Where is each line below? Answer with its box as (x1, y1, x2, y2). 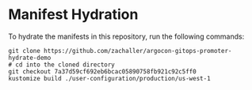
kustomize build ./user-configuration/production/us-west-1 (8, 74, 212, 82)
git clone (8, 47, 41, 54)
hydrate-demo (8, 54, 52, 62)
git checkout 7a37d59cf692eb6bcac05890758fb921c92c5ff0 (8, 67, 197, 76)
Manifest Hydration (8, 6, 139, 24)
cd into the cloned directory (15, 61, 115, 69)
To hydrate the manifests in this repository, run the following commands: (8, 32, 245, 41)
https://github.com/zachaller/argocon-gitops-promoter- (43, 47, 232, 54)
